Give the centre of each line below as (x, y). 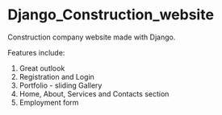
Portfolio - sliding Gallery (61, 85)
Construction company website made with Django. (92, 37)
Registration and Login (57, 76)
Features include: (36, 52)
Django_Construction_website (111, 15)
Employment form (49, 102)
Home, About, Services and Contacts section (94, 93)
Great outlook (42, 68)
